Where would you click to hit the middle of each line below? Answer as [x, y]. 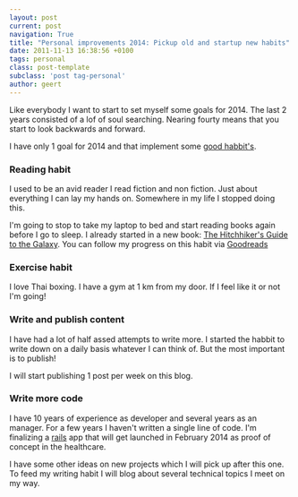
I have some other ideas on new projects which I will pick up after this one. [147, 464]
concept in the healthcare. [58, 446]
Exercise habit [41, 267]
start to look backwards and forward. [77, 129]
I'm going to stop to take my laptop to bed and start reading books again [142, 225]
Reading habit [40, 169]
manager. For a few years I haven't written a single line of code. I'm [133, 427]
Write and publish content [67, 320]
